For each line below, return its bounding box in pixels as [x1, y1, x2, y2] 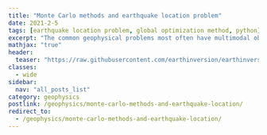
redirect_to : [8, 108, 52, 116]
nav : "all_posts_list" [15, 85, 91, 94]
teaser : [15, 56, 41, 64]
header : [8, 48, 34, 56]
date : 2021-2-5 [8, 19, 59, 27]
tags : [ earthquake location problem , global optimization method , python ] [8, 26, 261, 34]
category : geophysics [8, 93, 80, 101]
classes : [8, 64, 37, 71]
